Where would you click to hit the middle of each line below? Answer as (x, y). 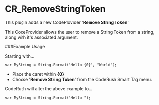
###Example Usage (25, 46)
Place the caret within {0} (38, 74)
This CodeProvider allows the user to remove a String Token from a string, (80, 32)
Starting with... (20, 56)
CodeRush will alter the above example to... (49, 88)
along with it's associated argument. (42, 37)
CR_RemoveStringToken (56, 9)
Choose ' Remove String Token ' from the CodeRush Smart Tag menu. (82, 79)
